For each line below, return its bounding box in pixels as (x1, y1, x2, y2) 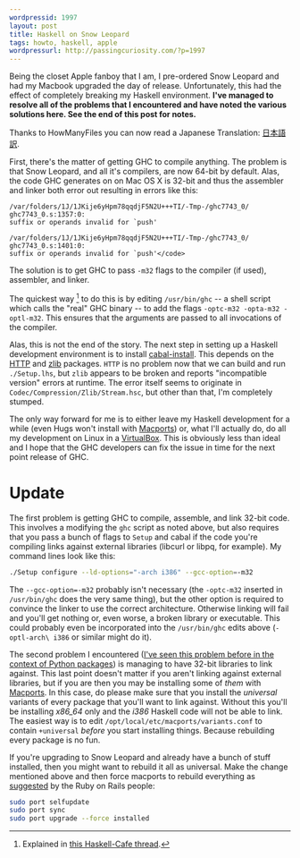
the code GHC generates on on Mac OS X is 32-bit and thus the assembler (9, 175, 284, 186)
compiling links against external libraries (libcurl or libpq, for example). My (9, 540, 282, 551)
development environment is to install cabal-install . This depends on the (9, 348, 275, 359)
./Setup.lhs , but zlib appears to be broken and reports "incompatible (9, 368, 268, 378)
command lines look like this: (9, 550, 116, 561)
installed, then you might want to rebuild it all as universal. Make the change (9, 761, 288, 772)
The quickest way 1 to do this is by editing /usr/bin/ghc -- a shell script (9, 292, 271, 304)
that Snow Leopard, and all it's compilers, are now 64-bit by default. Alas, (9, 166, 280, 177)
